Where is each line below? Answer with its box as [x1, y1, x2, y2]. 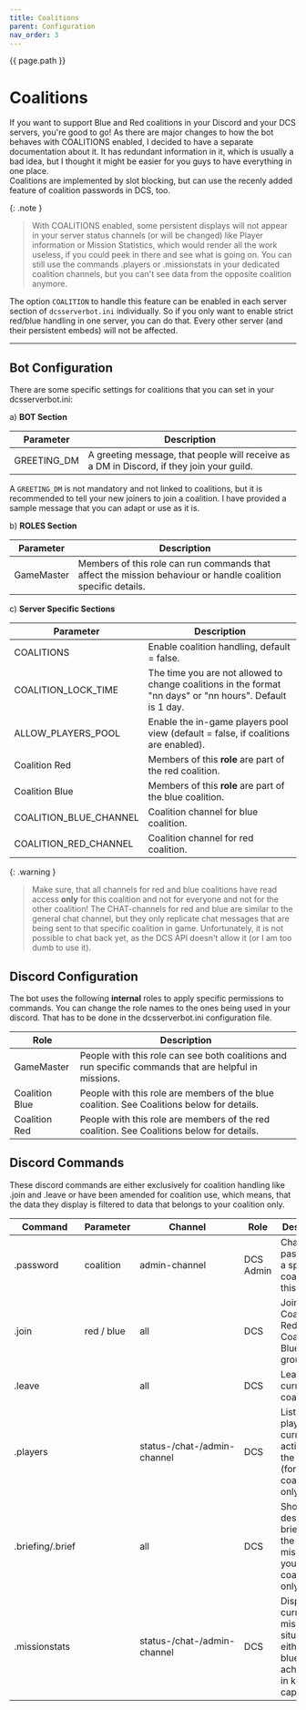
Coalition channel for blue [148, 805, 259, 818]
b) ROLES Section [9, 520, 77, 531]
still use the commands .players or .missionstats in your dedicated [31, 259, 280, 270]
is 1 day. [148, 701, 185, 713]
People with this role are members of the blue [79, 1086, 275, 1099]
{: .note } [9, 202, 43, 214]
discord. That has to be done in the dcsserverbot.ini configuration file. [9, 1012, 272, 1023]
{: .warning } [9, 866, 56, 877]
